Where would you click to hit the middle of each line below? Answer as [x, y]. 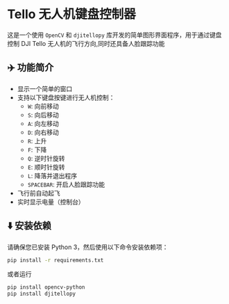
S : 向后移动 [43, 115]
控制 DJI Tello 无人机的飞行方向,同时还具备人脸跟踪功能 [86, 43]
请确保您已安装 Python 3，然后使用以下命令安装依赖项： [88, 247]
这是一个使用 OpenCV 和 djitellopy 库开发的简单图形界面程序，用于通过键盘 [114, 35]
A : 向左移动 [43, 123]
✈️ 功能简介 [31, 68]
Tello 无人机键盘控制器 [72, 14]
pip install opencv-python [46, 287]
